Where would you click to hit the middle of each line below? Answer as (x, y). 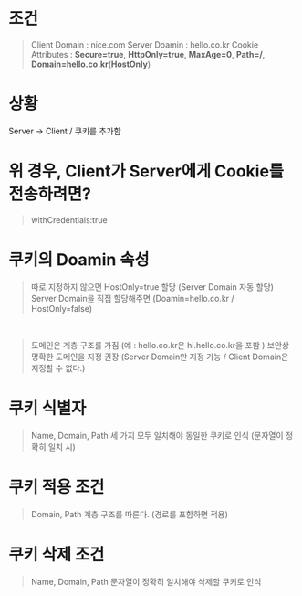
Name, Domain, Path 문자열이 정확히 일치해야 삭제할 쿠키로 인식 (146, 581)
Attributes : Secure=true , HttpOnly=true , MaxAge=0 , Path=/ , (148, 54)
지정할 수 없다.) (58, 367)
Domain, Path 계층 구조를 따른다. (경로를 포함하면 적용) (130, 514)
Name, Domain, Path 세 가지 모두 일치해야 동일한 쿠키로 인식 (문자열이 (157, 435)
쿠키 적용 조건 (57, 487)
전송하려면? (50, 194)
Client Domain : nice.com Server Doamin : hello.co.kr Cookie (145, 44)
